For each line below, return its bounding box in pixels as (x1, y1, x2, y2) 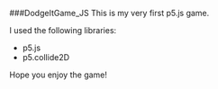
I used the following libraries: (9, 25, 117, 35)
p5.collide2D (22, 52, 70, 62)
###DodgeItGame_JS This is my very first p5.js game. (9, 8, 210, 18)
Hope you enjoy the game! (9, 69, 108, 80)
